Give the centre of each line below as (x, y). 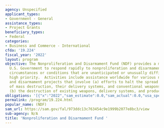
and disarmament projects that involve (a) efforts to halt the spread (84, 82)
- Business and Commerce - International (48, 46)
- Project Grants (23, 28)
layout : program (21, 59)
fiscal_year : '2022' (26, 55)
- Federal (15, 37)
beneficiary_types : (25, 32)
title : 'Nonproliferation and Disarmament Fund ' (57, 118)
